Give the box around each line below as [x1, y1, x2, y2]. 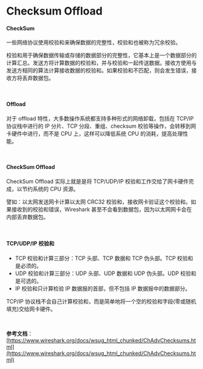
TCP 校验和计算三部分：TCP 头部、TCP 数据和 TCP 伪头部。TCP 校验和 [14, 254, 193, 262]
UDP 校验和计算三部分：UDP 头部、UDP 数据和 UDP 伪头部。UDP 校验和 [14, 270, 196, 277]
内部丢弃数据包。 [6, 213, 49, 221]
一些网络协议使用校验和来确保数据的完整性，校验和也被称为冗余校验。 [6, 39, 181, 46]
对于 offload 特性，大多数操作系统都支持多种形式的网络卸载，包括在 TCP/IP [6, 115, 194, 122]
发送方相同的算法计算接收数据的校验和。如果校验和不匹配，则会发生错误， [6, 67, 192, 74]
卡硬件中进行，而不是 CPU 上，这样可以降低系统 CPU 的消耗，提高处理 [6, 130, 183, 137]
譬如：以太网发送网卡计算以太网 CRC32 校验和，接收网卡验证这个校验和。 [6, 198, 192, 205]
